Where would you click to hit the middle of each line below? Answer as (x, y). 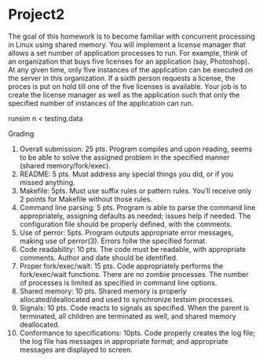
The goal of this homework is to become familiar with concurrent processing (131, 36)
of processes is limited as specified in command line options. (118, 283)
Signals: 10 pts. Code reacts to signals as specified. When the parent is (134, 308)
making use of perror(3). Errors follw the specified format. (113, 241)
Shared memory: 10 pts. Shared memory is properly (103, 291)
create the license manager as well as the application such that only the (124, 94)
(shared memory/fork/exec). (65, 165)
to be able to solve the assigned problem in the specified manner (124, 157)
